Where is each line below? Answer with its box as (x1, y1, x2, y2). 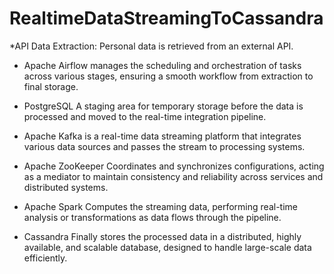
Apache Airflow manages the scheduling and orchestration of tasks (23, 59, 302, 71)
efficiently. (23, 252, 68, 264)
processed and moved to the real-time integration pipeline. (23, 110, 267, 122)
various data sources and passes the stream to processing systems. (23, 140, 306, 152)
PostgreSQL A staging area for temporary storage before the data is (23, 100, 304, 112)
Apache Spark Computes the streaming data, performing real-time (23, 200, 298, 212)
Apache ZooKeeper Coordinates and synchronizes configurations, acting (23, 160, 325, 172)
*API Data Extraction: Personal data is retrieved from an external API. (9, 40, 294, 52)
